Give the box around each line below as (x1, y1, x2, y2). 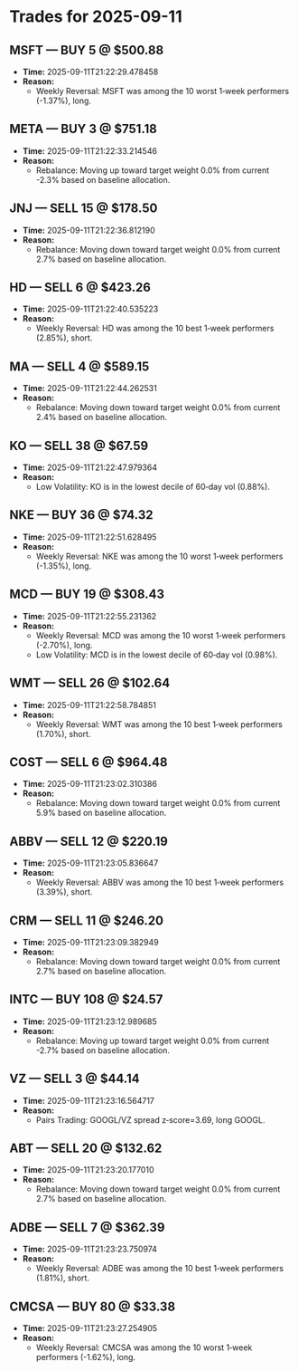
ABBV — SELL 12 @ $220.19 (9, 833, 169, 848)
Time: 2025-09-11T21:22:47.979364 (22, 462, 158, 473)
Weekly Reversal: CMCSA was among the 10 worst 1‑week (35, 1342, 253, 1353)
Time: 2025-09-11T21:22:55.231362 (22, 610, 157, 621)
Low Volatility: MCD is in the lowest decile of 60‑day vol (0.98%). (35, 649, 278, 660)
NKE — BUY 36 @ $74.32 (9, 507, 154, 523)
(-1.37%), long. (35, 95, 92, 106)
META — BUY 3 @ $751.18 (9, 121, 158, 137)
